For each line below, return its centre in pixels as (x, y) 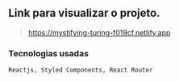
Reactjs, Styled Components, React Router (81, 70)
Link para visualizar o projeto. (84, 13)
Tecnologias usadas (48, 53)
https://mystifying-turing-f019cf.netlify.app (99, 32)
